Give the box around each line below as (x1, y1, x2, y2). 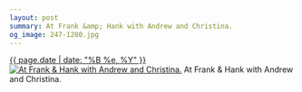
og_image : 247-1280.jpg (9, 30, 100, 39)
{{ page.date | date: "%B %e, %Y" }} (9, 55, 147, 66)
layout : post (9, 13, 59, 23)
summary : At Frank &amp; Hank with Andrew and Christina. (9, 22, 233, 31)
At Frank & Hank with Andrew (183, 64, 294, 75)
